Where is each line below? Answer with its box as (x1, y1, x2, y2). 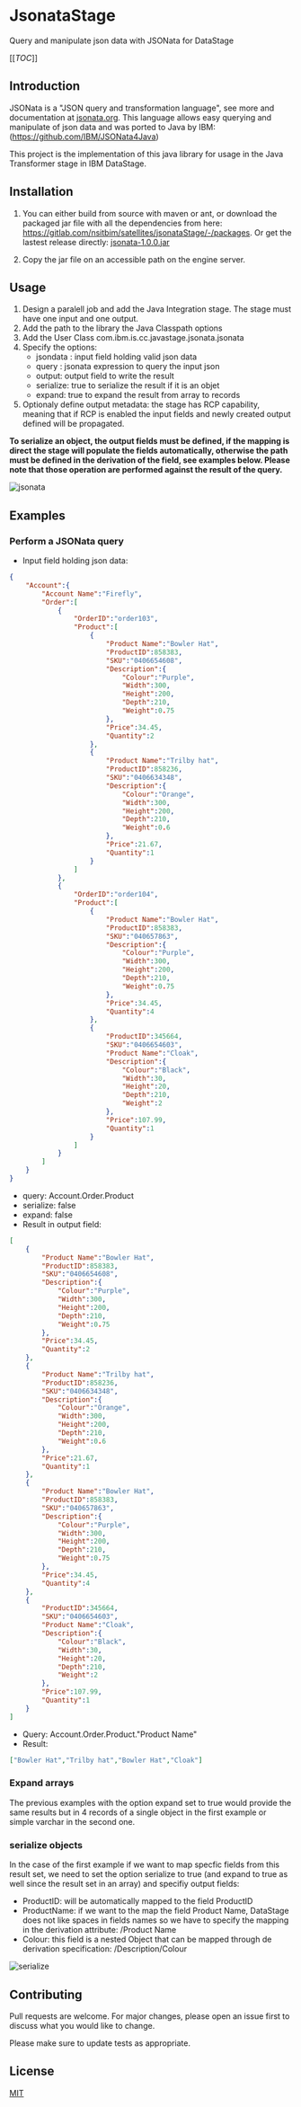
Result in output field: (22, 1218, 102, 1229)
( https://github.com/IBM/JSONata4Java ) (9, 131, 159, 142)
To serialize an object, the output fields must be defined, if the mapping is (9, 436, 290, 447)
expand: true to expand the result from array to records (35, 390, 241, 401)
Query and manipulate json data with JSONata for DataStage (9, 35, 235, 46)
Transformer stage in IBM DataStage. (9, 158, 146, 169)
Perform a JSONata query (9, 535, 124, 547)
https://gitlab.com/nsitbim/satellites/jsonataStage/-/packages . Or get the (22, 226, 292, 238)
